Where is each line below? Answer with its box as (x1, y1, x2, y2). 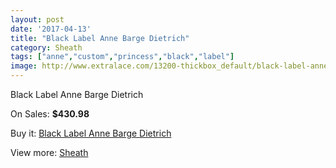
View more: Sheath (10, 147, 89, 158)
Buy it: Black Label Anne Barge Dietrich (10, 127, 172, 139)
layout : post (10, 14, 65, 25)
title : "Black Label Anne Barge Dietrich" (10, 33, 190, 43)
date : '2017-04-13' (10, 24, 92, 34)
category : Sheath (10, 42, 83, 53)
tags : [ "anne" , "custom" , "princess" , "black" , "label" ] (10, 52, 235, 62)
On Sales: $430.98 (10, 108, 90, 120)
